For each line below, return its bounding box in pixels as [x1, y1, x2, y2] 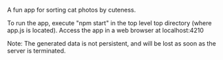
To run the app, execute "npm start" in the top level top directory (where [7, 19, 212, 27]
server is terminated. [7, 47, 66, 55]
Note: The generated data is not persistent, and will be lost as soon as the [7, 40, 217, 47]
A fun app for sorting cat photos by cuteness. [7, 6, 136, 14]
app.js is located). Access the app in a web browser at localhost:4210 [7, 27, 204, 34]
